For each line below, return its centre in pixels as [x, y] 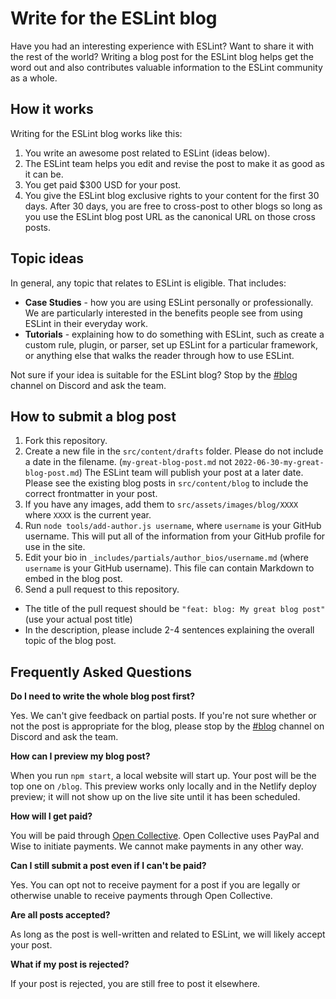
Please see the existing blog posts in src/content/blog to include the [166, 483]
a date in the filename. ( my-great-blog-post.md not [128, 462]
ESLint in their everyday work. [86, 323]
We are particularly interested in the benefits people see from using [163, 313]
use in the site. [55, 547]
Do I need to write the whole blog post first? [103, 696]
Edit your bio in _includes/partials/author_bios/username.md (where [166, 558]
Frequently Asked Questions [101, 672]
